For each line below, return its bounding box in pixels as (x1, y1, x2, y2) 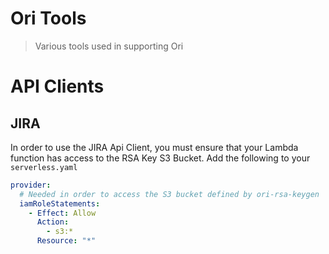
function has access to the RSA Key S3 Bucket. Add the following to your (10, 152, 311, 164)
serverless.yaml (10, 162, 78, 172)
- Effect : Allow (28, 208, 97, 218)
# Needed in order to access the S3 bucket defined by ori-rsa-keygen (19, 189, 320, 199)
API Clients (10, 75, 105, 98)
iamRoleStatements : (19, 198, 101, 209)
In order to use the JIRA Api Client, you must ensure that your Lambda (10, 141, 299, 153)
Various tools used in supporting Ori (34, 40, 184, 52)
